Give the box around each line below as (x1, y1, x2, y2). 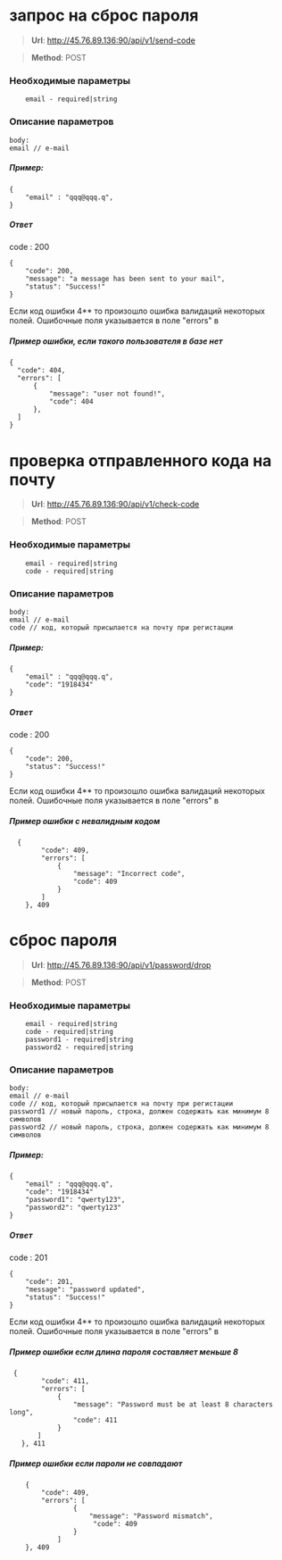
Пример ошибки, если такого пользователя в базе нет (9, 336, 223, 346)
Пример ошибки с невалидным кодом (9, 815, 161, 826)
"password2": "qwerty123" (25, 1203, 122, 1213)
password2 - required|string (25, 1043, 134, 1052)
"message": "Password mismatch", (88, 1512, 214, 1521)
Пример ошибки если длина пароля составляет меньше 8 (9, 1346, 239, 1357)
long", (9, 1408, 34, 1417)
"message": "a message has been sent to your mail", (25, 274, 226, 284)
